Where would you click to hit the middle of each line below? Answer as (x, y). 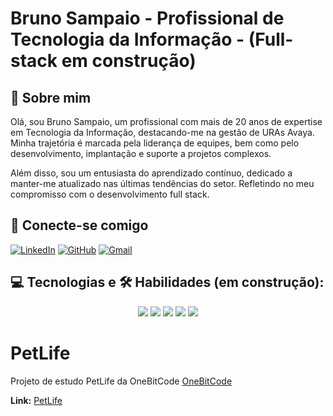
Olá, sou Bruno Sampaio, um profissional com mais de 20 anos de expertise (166, 121)
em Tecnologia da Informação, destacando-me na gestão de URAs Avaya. (162, 132)
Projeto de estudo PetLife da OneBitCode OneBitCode (121, 381)
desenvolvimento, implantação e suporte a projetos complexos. (141, 153)
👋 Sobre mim (51, 97)
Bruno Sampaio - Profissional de (147, 18)
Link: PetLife (36, 400)
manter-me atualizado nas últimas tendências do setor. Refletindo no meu (162, 183)
